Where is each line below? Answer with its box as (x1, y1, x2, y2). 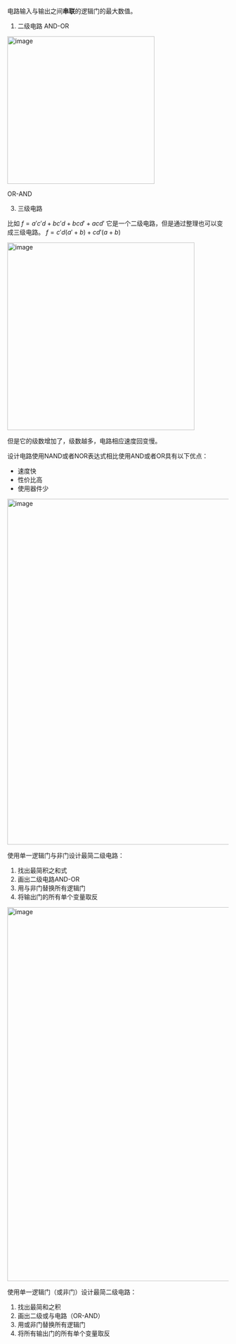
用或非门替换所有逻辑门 (17, 1321, 86, 1328)
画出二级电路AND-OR (17, 875, 80, 883)
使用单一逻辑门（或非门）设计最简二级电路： (7, 1288, 137, 1296)
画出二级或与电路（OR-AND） (17, 1312, 104, 1320)
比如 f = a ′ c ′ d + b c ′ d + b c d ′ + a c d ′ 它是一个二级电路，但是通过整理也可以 (7, 219, 217, 228)
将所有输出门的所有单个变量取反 (17, 1329, 110, 1338)
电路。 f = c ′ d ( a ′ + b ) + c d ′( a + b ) (25, 228, 121, 236)
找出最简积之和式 (17, 866, 67, 875)
